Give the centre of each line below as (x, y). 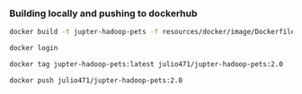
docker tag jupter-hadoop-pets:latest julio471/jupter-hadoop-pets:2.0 (146, 64)
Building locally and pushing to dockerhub (103, 13)
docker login (34, 48)
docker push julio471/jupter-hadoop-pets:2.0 (96, 80)
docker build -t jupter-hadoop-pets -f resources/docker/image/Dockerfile (152, 32)
